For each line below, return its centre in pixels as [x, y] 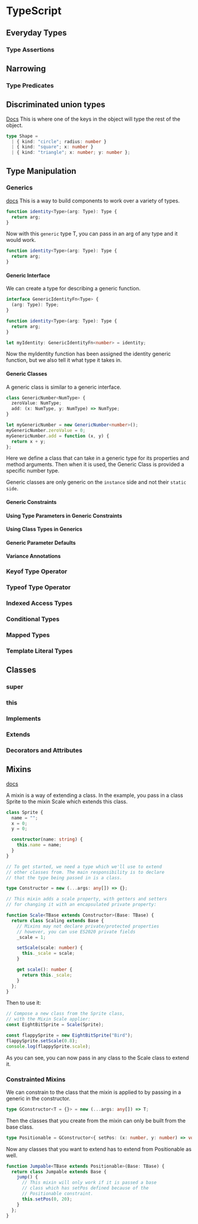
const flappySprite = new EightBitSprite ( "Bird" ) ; [70, 1036]
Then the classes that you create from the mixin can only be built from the [96, 1120]
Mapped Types [28, 635]
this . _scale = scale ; [48, 954]
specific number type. [33, 471]
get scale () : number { [44, 970]
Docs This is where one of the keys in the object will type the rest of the [93, 119]
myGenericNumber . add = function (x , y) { [58, 436]
